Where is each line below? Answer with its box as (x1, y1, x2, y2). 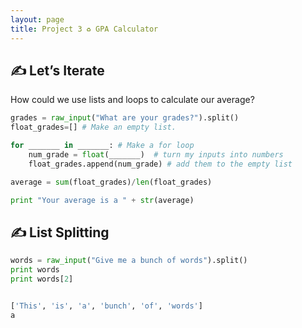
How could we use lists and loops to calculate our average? (10, 94, 255, 106)
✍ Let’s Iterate (10, 62, 105, 79)
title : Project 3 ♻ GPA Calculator (10, 24, 159, 34)
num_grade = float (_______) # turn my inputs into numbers (28, 149, 284, 160)
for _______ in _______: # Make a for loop (10, 141, 195, 151)
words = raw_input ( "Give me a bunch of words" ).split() (10, 256, 248, 266)
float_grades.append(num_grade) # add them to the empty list (28, 159, 293, 169)
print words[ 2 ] (10, 274, 74, 284)
